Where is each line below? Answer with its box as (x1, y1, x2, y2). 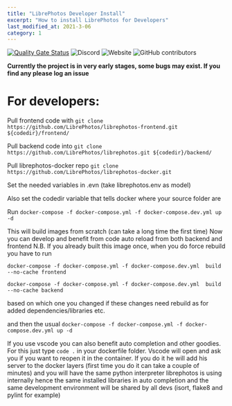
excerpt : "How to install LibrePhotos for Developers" (7, 17, 169, 24)
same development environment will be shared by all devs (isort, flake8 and (7, 384, 223, 392)
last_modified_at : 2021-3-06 (7, 23, 91, 30)
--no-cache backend (7, 287, 64, 294)
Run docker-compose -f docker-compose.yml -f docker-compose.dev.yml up (7, 208, 222, 216)
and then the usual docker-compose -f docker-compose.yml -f (7, 320, 184, 328)
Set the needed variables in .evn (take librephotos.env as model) (7, 181, 192, 189)
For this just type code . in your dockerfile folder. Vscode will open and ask (7, 347, 222, 355)
